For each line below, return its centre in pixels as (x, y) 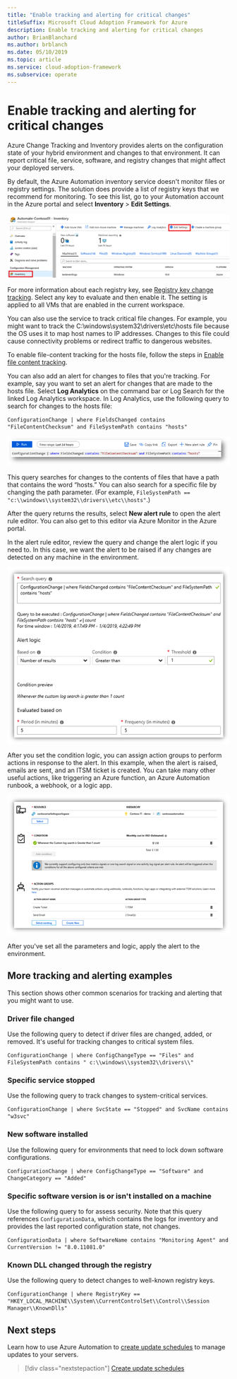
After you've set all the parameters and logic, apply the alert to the (104, 946)
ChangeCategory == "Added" (47, 1178)
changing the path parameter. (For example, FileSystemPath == (99, 492)
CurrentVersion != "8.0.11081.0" (56, 1247)
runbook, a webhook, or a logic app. (60, 786)
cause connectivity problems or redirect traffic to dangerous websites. (110, 341)
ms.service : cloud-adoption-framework (64, 67)
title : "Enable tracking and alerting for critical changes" (99, 15)
